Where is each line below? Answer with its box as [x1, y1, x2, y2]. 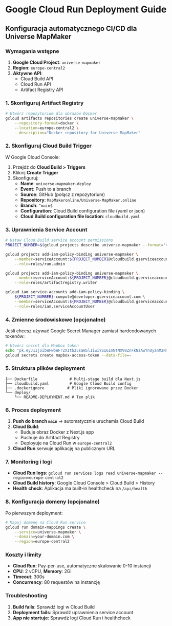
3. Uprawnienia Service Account [5, 226, 88, 233]
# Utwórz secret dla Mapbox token [5, 343, 79, 348]
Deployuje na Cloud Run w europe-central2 [20, 440, 112, 446]
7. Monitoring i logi [5, 458, 52, 466]
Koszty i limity [5, 551, 42, 559]
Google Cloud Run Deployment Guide [5, 4, 167, 15]
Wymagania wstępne [5, 47, 59, 55]
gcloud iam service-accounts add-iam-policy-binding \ [5, 290, 125, 295]
